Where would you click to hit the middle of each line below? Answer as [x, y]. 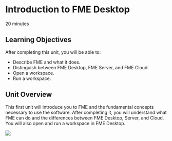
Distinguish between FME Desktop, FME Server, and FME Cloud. [81, 67]
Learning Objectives [39, 40]
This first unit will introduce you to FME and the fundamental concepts [80, 107]
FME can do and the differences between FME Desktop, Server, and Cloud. [85, 118]
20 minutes [17, 24]
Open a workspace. [34, 73]
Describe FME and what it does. [46, 62]
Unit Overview [29, 95]
